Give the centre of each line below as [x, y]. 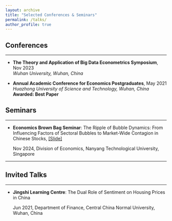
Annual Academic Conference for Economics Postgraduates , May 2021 [90, 83]
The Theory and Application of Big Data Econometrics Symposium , [85, 63]
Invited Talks [26, 175]
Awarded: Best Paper [36, 94]
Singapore [24, 154]
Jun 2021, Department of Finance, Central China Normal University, [84, 207]
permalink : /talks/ [26, 20]
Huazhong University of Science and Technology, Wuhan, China [81, 89]
